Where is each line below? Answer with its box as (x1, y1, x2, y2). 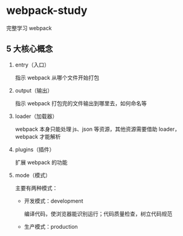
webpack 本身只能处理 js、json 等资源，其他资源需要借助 (14, 125, 158, 133)
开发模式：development (24, 197, 83, 205)
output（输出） (14, 87, 53, 94)
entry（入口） (14, 61, 50, 68)
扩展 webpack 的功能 (14, 159, 68, 166)
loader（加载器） (14, 113, 58, 120)
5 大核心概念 (6, 44, 53, 54)
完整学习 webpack (6, 24, 53, 31)
